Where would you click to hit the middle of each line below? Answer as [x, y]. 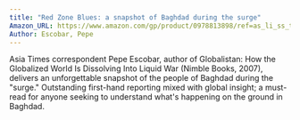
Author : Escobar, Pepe [51, 34]
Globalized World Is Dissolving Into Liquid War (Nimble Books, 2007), [136, 68]
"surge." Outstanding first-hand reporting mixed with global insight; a [136, 88]
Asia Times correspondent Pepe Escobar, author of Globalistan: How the [143, 60]
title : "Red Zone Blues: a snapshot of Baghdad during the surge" [135, 17]
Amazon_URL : [31, 26]
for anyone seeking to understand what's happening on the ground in [155, 97]
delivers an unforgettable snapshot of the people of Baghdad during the [142, 78]
